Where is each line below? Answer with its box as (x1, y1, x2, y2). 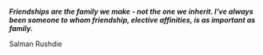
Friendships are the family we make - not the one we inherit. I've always (9, 7, 254, 16)
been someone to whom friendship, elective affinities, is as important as (9, 15, 256, 25)
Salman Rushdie (9, 39, 62, 49)
